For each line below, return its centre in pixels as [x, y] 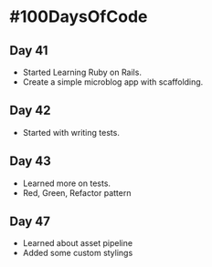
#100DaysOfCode [79, 17]
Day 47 [30, 222]
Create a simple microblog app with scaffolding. [113, 82]
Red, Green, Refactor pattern [77, 192]
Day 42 [31, 111]
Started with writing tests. [71, 132]
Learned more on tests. [67, 183]
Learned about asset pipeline [78, 243]
